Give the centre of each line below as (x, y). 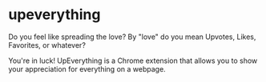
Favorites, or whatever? (47, 45)
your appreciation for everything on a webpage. (87, 68)
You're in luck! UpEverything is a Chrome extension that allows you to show (133, 61)
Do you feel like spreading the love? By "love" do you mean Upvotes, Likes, (132, 37)
